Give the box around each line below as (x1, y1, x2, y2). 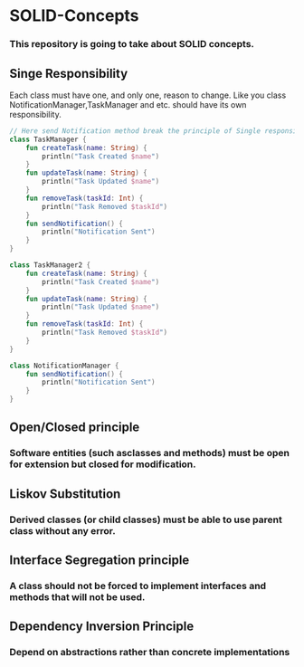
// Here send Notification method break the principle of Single (9, 126, 261, 136)
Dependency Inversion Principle (9, 619, 195, 634)
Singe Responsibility (9, 65, 128, 81)
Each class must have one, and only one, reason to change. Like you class (9, 90, 287, 100)
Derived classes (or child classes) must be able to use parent (9, 513, 282, 526)
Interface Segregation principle (9, 553, 190, 568)
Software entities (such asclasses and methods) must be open (9, 447, 290, 460)
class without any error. (9, 524, 116, 537)
